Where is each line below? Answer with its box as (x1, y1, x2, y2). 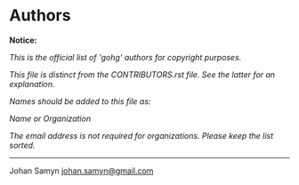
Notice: (9, 35, 37, 45)
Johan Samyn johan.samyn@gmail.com (9, 165, 154, 176)
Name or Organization (9, 113, 92, 124)
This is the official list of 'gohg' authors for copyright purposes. (9, 52, 242, 62)
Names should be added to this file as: (9, 95, 151, 107)
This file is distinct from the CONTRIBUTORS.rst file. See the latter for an (9, 68, 276, 80)
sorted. (9, 140, 36, 150)
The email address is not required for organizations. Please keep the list (9, 130, 274, 141)
